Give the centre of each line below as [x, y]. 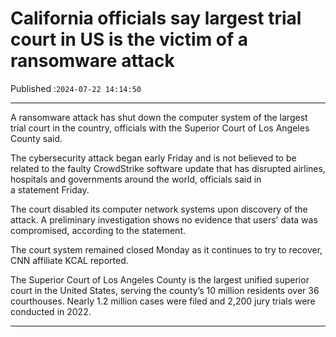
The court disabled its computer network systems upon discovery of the [159, 209]
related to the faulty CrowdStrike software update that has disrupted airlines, [168, 168]
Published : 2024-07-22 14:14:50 [76, 88]
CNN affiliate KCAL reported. [69, 260]
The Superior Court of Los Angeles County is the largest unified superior [160, 279]
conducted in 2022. [51, 311]
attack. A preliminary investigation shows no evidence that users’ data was [164, 219]
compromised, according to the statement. [98, 230]
